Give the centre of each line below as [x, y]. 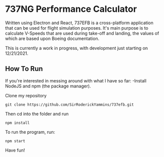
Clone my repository [26, 95]
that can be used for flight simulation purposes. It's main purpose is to [77, 28]
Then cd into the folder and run [37, 114]
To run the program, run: [30, 132]
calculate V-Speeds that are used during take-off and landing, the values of [82, 33]
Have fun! [15, 150]
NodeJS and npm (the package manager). [48, 86]
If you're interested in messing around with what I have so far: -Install [76, 80]
